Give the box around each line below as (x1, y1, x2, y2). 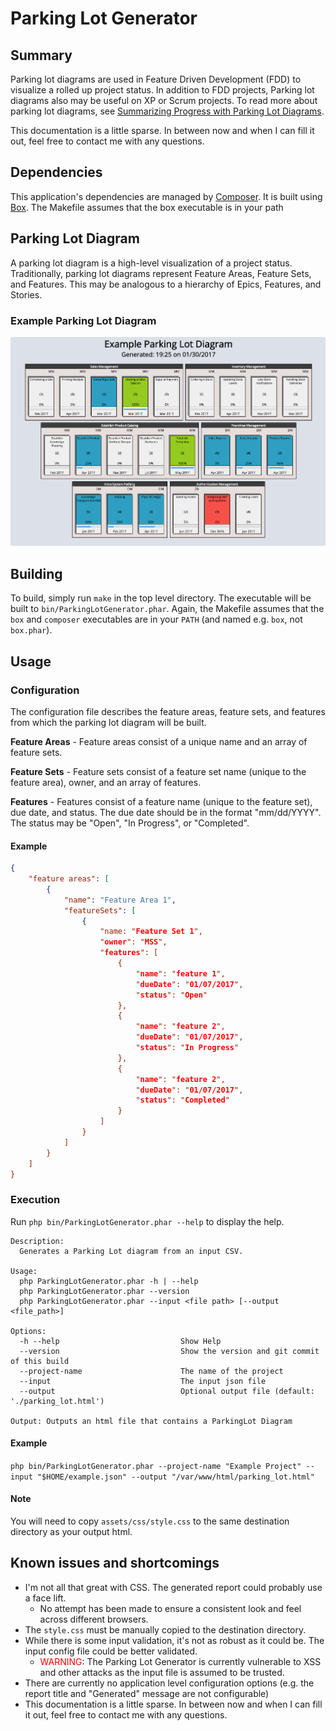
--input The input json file (19, 1376, 267, 1386)
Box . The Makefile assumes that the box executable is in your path (10, 201, 284, 213)
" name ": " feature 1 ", (135, 968, 226, 979)
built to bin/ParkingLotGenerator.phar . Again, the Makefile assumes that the (10, 603, 325, 615)
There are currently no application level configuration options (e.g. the (24, 1677, 315, 1689)
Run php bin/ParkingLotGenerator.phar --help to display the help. (10, 1215, 285, 1227)
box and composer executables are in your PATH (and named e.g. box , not (10, 613, 303, 626)
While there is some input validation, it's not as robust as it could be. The (24, 1634, 325, 1646)
